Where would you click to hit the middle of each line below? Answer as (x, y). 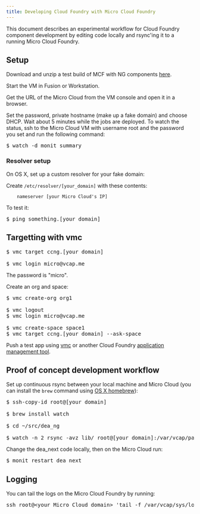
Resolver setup (29, 161)
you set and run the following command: (56, 134)
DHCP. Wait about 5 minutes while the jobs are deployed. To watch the (93, 122)
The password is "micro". (37, 275)
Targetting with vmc (44, 238)
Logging (22, 479)
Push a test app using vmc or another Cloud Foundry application (85, 345)
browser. (17, 104)
